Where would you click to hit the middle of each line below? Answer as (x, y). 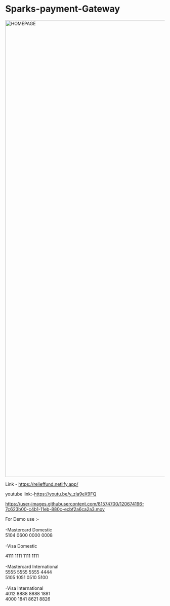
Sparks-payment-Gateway (63, 9)
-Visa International (25, 588)
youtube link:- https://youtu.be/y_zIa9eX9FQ (51, 494)
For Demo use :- (22, 519)
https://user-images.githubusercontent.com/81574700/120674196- (75, 503)
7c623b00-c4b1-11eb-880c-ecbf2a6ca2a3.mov (55, 509)
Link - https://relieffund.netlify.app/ (42, 484)
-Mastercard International (32, 566)
